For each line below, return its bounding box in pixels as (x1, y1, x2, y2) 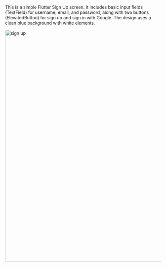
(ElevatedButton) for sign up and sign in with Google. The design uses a (5, 15, 152, 20)
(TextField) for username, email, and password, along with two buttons (5, 9, 149, 15)
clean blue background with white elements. (5, 20, 95, 26)
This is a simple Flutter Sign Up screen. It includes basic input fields (5, 4, 143, 10)
